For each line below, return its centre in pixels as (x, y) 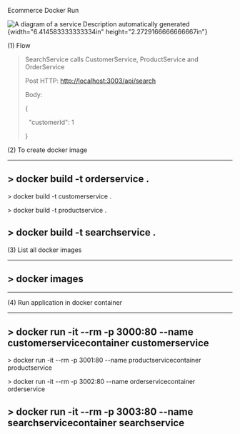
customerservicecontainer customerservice (108, 343)
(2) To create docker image (47, 150)
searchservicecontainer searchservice (96, 423)
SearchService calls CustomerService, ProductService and (111, 59)
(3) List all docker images (45, 250)
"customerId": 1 (51, 122)
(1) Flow (19, 45)
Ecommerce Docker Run (43, 10)
